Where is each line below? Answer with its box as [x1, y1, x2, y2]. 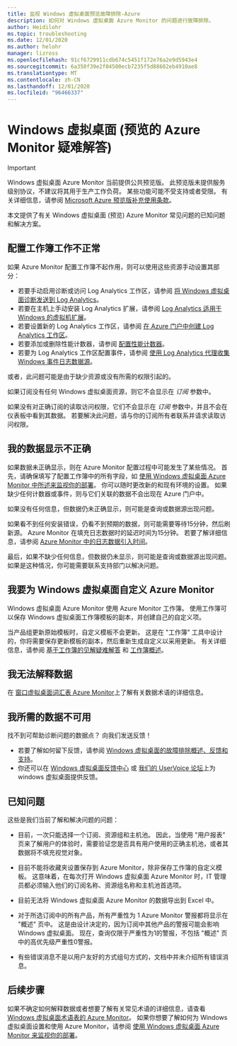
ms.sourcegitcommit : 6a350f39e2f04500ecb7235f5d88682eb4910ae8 [7, 63, 198, 70]
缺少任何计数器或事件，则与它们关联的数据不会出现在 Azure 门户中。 [7, 489, 208, 498]
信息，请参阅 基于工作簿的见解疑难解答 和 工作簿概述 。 [7, 645, 168, 654]
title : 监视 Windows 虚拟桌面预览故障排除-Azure [7, 10, 141, 18]
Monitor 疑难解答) [7, 139, 112, 156]
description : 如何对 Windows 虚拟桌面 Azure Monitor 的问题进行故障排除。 [7, 17, 214, 24]
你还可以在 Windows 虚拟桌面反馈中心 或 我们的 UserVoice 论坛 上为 [17, 764, 216, 772]
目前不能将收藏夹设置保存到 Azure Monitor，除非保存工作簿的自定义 [17, 863, 216, 871]
